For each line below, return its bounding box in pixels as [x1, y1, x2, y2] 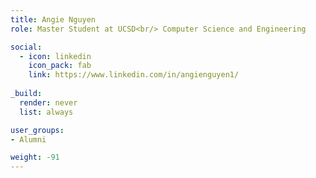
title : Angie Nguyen [10, 14, 97, 25]
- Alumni [10, 134, 47, 145]
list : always [19, 107, 74, 117]
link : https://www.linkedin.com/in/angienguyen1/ [28, 70, 240, 80]
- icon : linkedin [19, 51, 92, 61]
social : [10, 42, 43, 52]
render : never [19, 97, 78, 108]
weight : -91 [10, 152, 60, 163]
